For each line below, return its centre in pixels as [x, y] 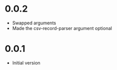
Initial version [26, 63]
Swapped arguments [34, 23]
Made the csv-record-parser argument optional [62, 28]
